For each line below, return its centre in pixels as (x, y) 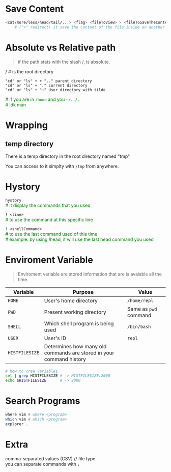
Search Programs (43, 401)
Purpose (83, 292)
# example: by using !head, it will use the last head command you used (79, 239)
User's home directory (71, 300)
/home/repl (140, 300)
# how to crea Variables (32, 371)
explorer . (17, 424)
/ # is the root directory (30, 71)
